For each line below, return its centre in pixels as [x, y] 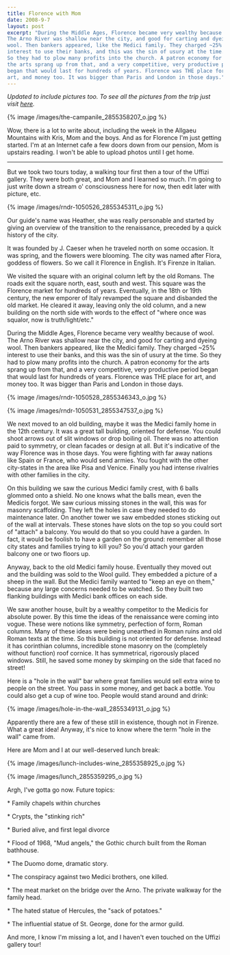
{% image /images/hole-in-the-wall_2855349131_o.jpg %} [89, 709]
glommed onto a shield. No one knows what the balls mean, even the [104, 496]
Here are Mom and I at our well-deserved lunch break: [84, 750]
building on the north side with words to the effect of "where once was [107, 313]
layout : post [26, 26]
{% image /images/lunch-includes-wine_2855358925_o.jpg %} [96, 763]
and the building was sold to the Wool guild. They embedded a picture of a [112, 575]
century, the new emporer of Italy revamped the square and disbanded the [112, 298]
